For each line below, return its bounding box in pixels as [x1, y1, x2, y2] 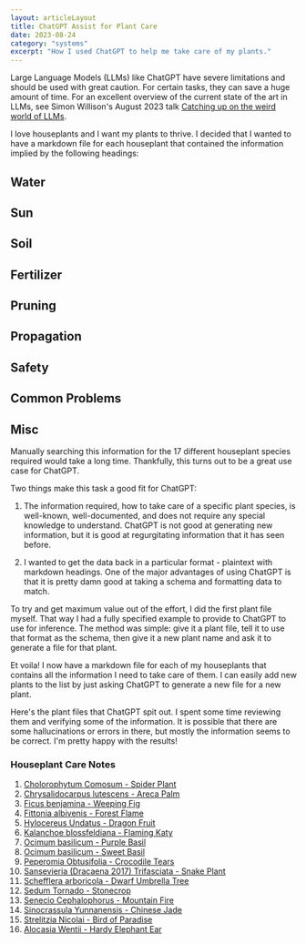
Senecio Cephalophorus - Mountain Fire [23, 895, 175, 906]
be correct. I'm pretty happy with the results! [10, 736, 178, 746]
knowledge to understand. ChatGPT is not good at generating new [23, 520, 273, 531]
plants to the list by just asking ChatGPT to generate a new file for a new [10, 679, 281, 690]
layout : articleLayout [10, 13, 97, 23]
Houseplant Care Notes [10, 757, 117, 770]
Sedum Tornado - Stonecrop [23, 885, 131, 897]
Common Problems [10, 391, 122, 406]
